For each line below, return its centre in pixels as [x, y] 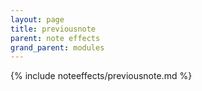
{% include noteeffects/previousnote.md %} [101, 76]
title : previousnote [53, 29]
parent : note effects [55, 38]
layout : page [37, 19]
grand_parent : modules [57, 47]
